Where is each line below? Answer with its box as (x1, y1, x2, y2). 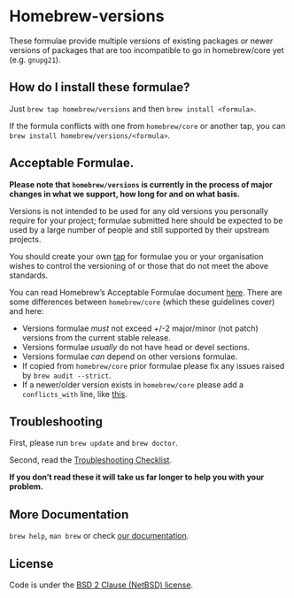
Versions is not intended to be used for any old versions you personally (9, 205, 268, 216)
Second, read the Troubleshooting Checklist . (9, 455, 173, 465)
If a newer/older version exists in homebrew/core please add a (21, 379, 244, 390)
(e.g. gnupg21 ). (9, 54, 61, 65)
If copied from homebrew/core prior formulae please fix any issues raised (21, 360, 285, 371)
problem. (9, 481, 44, 492)
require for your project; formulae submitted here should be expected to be (9, 215, 283, 226)
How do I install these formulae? (9, 80, 190, 95)
